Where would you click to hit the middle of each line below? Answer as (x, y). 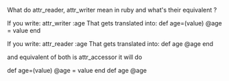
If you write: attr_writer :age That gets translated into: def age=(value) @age (115, 23)
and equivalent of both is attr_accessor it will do (75, 57)
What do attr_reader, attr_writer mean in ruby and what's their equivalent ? (112, 10)
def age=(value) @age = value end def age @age (77, 70)
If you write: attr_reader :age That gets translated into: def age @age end (110, 44)
